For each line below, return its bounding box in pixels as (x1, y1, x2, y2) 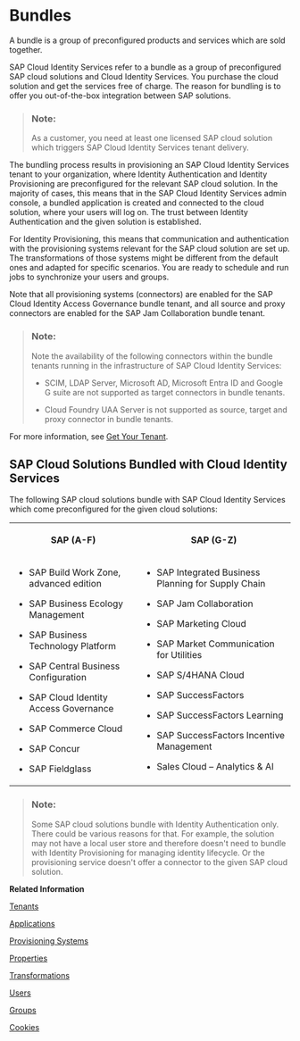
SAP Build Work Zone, (29, 566, 121, 579)
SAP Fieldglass (29, 762, 92, 775)
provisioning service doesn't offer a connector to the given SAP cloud (30, 856, 288, 867)
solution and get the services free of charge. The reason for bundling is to (9, 80, 281, 91)
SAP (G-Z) (190, 534, 237, 546)
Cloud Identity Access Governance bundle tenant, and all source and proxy (9, 298, 286, 309)
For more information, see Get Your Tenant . (9, 430, 169, 442)
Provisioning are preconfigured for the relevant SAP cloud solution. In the (9, 179, 279, 189)
